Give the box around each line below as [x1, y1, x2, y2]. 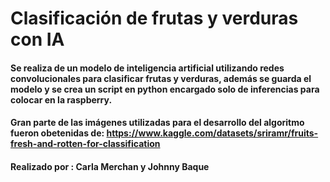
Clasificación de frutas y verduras [10, 7, 299, 30]
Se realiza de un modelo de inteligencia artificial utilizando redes [10, 62, 285, 74]
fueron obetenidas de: [10, 127, 105, 139]
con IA [10, 28, 65, 51]
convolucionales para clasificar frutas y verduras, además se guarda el [10, 72, 312, 84]
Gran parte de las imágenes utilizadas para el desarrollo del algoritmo [10, 117, 305, 129]
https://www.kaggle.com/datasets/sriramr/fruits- [106, 127, 319, 139]
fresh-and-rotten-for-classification [10, 138, 161, 150]
